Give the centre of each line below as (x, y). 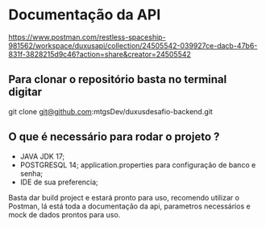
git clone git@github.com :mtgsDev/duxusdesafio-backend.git (111, 111)
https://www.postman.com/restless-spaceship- (87, 37)
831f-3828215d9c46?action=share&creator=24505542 (100, 54)
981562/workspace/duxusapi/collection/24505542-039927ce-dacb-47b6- (133, 45)
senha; (31, 173)
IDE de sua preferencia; (59, 182)
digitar (25, 92)
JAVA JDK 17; (42, 156)
